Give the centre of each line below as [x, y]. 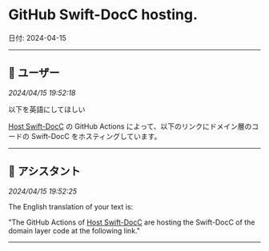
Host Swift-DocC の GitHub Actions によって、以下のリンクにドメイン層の [130, 126]
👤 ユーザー [34, 73]
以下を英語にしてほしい [47, 109]
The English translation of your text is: [71, 206]
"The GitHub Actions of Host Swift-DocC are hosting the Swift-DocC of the [132, 222]
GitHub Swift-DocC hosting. [103, 15]
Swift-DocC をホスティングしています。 [96, 136]
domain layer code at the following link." [74, 230]
